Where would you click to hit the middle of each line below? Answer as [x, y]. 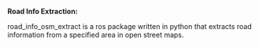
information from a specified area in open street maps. [96, 35]
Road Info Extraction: [43, 11]
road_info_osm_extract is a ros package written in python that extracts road [130, 26]
